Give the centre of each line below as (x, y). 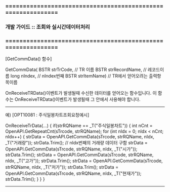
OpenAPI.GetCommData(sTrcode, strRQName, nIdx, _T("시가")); (71, 149)
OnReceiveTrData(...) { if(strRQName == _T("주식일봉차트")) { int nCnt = (79, 126)
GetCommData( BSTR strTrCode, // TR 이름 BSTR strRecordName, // (76, 70)
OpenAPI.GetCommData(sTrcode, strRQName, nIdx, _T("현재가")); (73, 174)
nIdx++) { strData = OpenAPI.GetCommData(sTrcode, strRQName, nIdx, (80, 137)
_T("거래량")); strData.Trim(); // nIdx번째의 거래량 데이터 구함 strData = (76, 143)
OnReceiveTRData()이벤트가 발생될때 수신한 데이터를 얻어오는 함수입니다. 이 (81, 93)
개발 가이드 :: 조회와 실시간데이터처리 (48, 27)
